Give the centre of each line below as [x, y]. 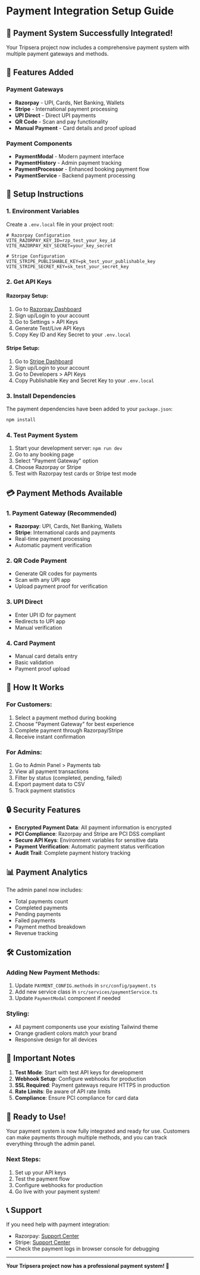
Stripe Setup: [23, 348]
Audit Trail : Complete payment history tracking [73, 853]
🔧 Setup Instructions [45, 194]
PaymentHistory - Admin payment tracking [68, 163]
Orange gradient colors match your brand [66, 1033]
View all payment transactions [52, 771]
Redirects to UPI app [40, 621]
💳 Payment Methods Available [65, 493]
